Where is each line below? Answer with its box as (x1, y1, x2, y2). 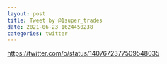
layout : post (7, 10, 46, 18)
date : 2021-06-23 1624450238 (7, 23, 93, 30)
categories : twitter (7, 30, 69, 37)
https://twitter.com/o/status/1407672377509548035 (7, 49, 160, 58)
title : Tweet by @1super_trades (7, 17, 103, 24)
